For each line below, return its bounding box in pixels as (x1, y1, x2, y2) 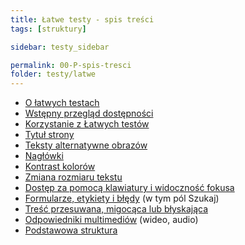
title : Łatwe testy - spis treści (10, 14, 155, 25)
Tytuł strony (24, 129, 75, 141)
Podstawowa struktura (24, 224, 118, 236)
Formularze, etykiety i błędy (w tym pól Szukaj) (24, 192, 220, 205)
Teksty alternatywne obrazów (24, 139, 148, 151)
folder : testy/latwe (10, 69, 97, 80)
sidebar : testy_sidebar (10, 42, 110, 52)
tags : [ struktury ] (10, 24, 87, 34)
